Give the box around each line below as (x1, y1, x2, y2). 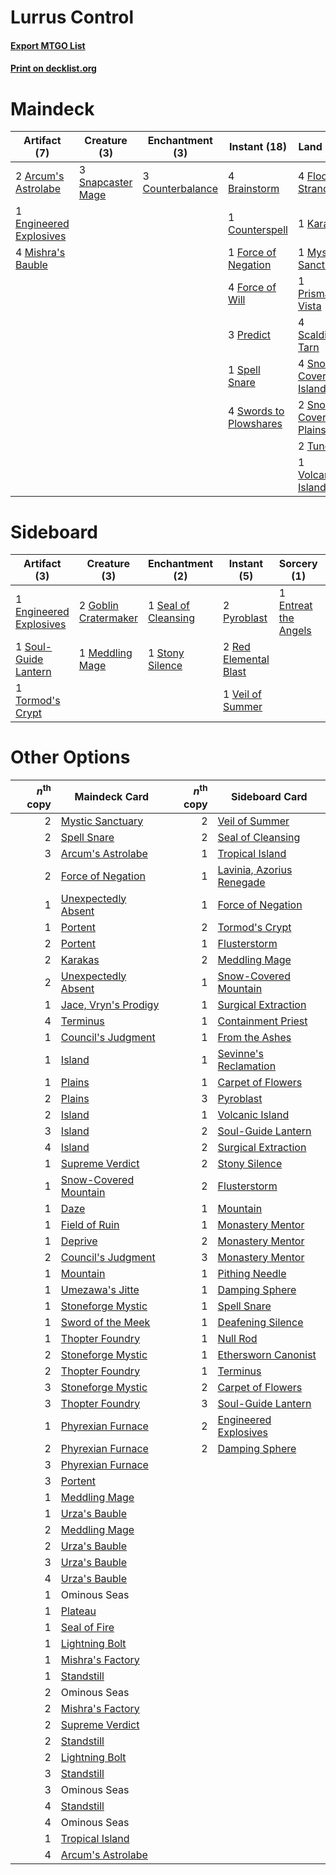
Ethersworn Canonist (217, 1347, 317, 1361)
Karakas (60, 952, 100, 966)
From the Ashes (217, 1030, 292, 1044)
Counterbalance (142, 182, 218, 196)
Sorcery (278, 557, 318, 571)
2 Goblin (78, 599, 119, 613)
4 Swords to (228, 404, 285, 418)
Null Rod (217, 1331, 258, 1345)
